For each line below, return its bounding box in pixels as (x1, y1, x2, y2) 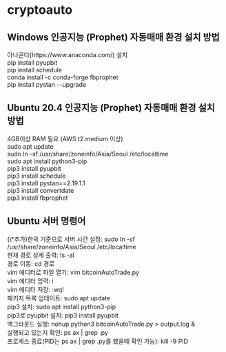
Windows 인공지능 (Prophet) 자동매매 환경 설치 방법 (7, 31, 220, 43)
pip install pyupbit (7, 59, 58, 67)
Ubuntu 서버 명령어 (7, 216, 86, 227)
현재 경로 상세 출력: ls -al (7, 251, 74, 259)
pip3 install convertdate (7, 186, 74, 194)
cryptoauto (7, 2, 73, 18)
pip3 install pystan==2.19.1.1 (7, 178, 85, 187)
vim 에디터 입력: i (7, 276, 54, 284)
